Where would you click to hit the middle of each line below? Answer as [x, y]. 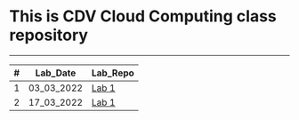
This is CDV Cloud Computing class [143, 16]
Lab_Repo [113, 73]
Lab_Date [56, 73]
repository [49, 35]
